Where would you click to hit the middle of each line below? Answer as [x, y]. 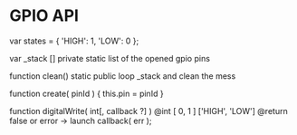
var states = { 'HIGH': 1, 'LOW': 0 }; [74, 41]
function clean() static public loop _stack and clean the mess [123, 76]
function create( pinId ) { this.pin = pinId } [87, 93]
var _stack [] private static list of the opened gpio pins [110, 58]
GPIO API [44, 16]
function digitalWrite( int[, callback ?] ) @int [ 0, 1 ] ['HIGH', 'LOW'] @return [148, 111]
